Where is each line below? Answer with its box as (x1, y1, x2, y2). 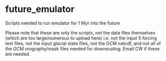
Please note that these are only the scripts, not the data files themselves (5, 29, 155, 35)
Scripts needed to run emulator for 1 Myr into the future (5, 20, 120, 26)
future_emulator (5, 3, 75, 15)
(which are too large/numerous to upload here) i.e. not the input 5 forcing (5, 35, 157, 41)
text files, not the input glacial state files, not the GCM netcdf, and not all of (5, 40, 161, 46)
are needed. (5, 51, 30, 57)
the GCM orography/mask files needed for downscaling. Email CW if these (5, 45, 160, 51)
